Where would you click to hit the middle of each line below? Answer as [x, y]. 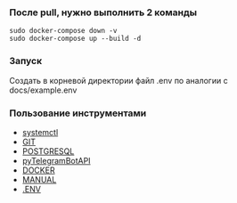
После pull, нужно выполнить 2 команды [103, 12]
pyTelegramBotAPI [56, 160]
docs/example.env [43, 90]
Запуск [26, 61]
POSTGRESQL [48, 151]
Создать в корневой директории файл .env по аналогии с [119, 80]
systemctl [40, 132]
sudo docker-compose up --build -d [75, 39]
